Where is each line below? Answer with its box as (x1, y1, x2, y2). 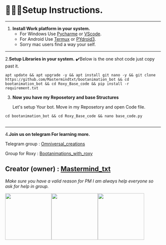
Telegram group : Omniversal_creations (5, 141, 85, 147)
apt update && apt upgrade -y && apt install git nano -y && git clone (5, 72, 156, 77)
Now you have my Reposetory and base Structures (12, 94, 119, 100)
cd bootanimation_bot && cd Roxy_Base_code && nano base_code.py (5, 114, 142, 119)
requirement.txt (5, 85, 39, 91)
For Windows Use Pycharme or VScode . (19, 31, 102, 37)
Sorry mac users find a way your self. (19, 41, 96, 47)
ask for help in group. (5, 183, 49, 189)
